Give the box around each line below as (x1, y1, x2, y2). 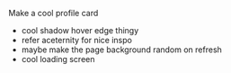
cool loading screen (21, 54, 95, 64)
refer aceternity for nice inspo (21, 35, 132, 45)
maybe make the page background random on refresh (21, 44, 222, 55)
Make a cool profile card (8, 8, 99, 18)
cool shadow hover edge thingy (21, 25, 139, 35)
